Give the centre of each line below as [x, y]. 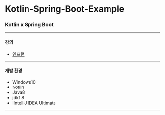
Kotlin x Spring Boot [29, 25]
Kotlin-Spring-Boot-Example [65, 9]
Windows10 [24, 82]
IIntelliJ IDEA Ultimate [34, 103]
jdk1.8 [18, 97]
